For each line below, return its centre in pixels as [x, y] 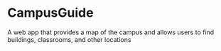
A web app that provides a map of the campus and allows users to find [111, 32]
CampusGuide [50, 13]
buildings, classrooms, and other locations [69, 39]
